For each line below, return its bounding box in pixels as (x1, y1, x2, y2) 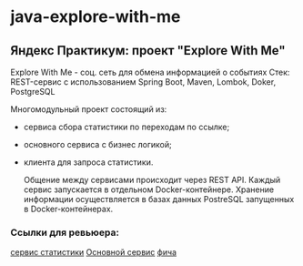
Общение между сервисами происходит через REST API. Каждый (23, 175, 281, 185)
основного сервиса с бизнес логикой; (23, 139, 172, 149)
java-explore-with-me (10, 6, 181, 27)
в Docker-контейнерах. (23, 203, 114, 214)
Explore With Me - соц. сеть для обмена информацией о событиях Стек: (10, 66, 290, 77)
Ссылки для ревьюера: (10, 226, 119, 239)
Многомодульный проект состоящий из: (10, 104, 167, 115)
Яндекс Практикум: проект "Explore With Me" (10, 43, 286, 58)
